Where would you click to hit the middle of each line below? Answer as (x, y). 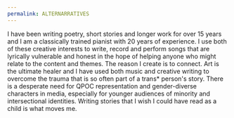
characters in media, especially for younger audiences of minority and (109, 93)
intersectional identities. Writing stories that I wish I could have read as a (112, 101)
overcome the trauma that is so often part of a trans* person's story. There (115, 79)
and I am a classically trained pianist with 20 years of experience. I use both (117, 41)
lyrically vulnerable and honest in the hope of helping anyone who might (112, 56)
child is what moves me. (42, 108)
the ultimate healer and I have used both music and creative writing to (108, 71)
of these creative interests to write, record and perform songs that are (109, 48)
